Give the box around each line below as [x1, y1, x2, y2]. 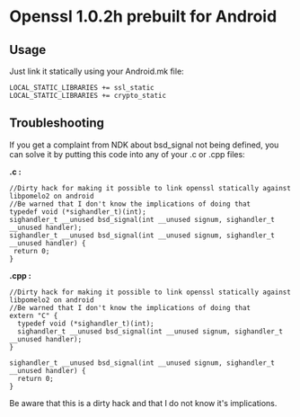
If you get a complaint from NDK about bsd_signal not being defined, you [9, 139, 279, 150]
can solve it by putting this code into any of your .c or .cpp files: [9, 148, 245, 159]
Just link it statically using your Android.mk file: [9, 66, 184, 76]
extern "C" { [9, 311, 58, 320]
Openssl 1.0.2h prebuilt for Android [9, 6, 278, 27]
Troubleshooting [9, 115, 105, 131]
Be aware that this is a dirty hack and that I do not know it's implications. [9, 397, 278, 408]
